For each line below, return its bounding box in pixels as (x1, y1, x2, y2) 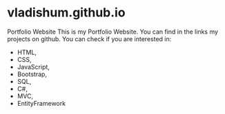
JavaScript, (17, 62, 50, 71)
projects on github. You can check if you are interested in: (7, 34, 172, 43)
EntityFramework (17, 99, 66, 107)
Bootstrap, (17, 70, 47, 78)
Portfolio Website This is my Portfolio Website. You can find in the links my (7, 27, 219, 36)
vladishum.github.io (7, 5, 126, 21)
